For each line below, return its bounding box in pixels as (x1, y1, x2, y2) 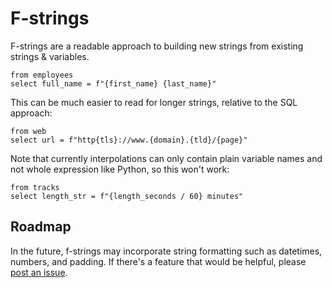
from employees (10, 70, 74, 80)
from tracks (10, 182, 60, 192)
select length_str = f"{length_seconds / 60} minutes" (10, 191, 244, 201)
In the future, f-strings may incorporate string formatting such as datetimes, (10, 245, 323, 257)
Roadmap (10, 218, 72, 236)
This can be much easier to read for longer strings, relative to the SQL (10, 96, 298, 108)
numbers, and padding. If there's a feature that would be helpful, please (10, 255, 307, 267)
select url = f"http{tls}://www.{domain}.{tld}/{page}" (10, 135, 248, 145)
